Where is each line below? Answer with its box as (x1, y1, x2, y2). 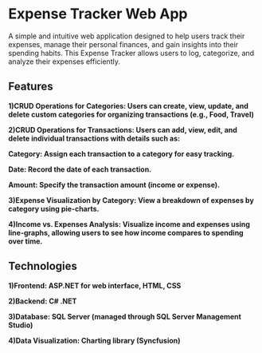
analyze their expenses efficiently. (8, 57, 121, 66)
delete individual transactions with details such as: (8, 133, 181, 143)
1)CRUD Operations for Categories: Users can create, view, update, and (8, 101, 249, 110)
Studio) (8, 320, 33, 330)
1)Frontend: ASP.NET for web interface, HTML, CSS (8, 280, 182, 290)
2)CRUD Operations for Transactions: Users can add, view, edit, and (8, 125, 237, 134)
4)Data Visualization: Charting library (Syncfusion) (8, 335, 181, 345)
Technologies (8, 260, 78, 273)
